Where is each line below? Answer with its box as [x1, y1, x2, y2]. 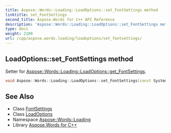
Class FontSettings [12, 105, 52, 112]
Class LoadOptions [12, 111, 53, 117]
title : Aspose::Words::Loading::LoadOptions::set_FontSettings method [5, 7, 158, 13]
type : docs [5, 26, 28, 32]
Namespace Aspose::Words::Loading [12, 117, 91, 123]
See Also [5, 92, 34, 101]
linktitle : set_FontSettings [5, 12, 67, 17]
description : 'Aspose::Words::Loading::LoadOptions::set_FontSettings [5, 21, 158, 27]
